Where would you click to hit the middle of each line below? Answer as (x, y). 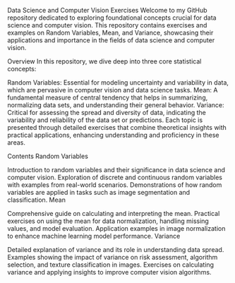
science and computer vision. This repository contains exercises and (107, 25)
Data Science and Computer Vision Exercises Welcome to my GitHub (107, 10)
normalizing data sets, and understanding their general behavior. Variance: (116, 105)
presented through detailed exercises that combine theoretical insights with (117, 127)
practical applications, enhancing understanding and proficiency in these (114, 135)
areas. (17, 143)
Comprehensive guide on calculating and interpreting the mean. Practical (114, 213)
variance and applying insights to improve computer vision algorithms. (109, 272)
